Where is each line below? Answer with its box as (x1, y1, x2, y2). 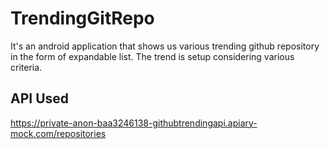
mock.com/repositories (10, 127, 107, 139)
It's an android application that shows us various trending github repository (10, 40, 320, 52)
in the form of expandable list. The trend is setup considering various (10, 50, 295, 62)
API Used (10, 90, 70, 107)
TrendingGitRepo (10, 7, 155, 30)
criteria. (10, 61, 43, 73)
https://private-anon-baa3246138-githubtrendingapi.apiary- (10, 117, 258, 129)
